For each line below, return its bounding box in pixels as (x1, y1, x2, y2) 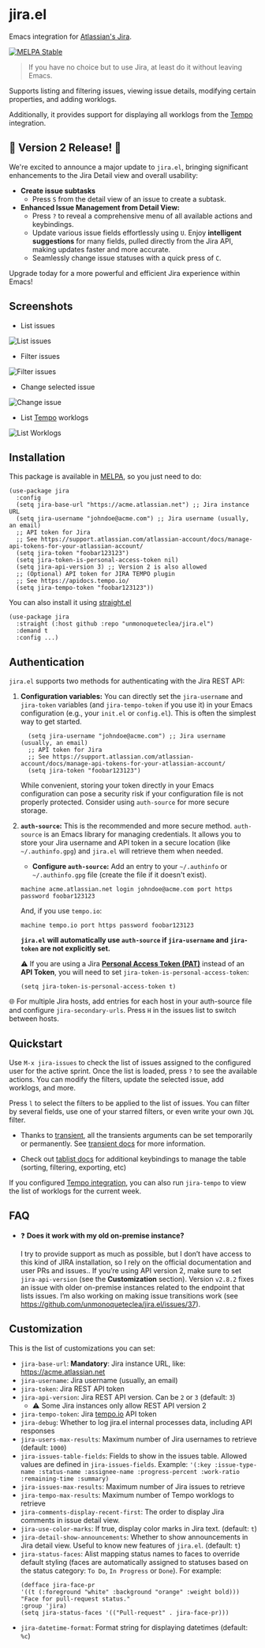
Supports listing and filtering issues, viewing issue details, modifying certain (9, 85, 256, 96)
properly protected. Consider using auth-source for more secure (20, 797, 230, 807)
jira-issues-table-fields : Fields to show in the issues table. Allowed (20, 1451, 248, 1461)
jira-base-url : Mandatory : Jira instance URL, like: (20, 1359, 186, 1368)
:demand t (16, 627, 48, 635)
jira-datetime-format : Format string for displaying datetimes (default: (20, 1623, 248, 1632)
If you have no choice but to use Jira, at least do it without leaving (28, 62, 243, 72)
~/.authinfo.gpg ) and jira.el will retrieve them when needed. (20, 846, 223, 856)
